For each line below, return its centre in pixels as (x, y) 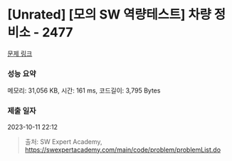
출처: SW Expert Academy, (63, 141)
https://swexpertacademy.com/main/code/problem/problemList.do (123, 150)
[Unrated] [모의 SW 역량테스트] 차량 (109, 15)
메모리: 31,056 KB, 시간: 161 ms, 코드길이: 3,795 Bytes (84, 90)
